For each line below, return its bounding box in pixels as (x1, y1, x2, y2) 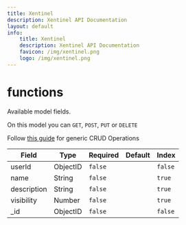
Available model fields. (7, 107, 71, 116)
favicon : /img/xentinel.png (19, 49, 100, 56)
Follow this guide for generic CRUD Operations (7, 133, 139, 142)
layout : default (7, 23, 54, 30)
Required (89, 150, 119, 160)
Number (54, 195, 80, 205)
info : (7, 29, 23, 36)
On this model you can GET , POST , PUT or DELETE (7, 120, 138, 129)
